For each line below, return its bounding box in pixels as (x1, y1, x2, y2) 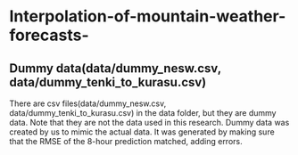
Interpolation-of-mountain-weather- (9, 6, 286, 27)
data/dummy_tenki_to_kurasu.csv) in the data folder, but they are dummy (9, 108, 277, 118)
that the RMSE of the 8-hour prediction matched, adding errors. (9, 136, 243, 146)
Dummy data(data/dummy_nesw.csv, (9, 61, 221, 76)
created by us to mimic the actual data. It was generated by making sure (9, 126, 275, 137)
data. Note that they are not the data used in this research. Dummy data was (9, 118, 290, 127)
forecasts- (9, 25, 89, 45)
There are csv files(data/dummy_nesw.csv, (9, 98, 167, 109)
